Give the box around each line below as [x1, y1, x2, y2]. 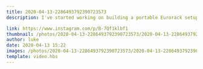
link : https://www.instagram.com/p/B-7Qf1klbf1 [6, 25, 129, 31]
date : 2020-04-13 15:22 [6, 42, 66, 48]
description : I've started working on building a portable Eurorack [6, 15, 182, 21]
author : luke [6, 37, 39, 43]
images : [6, 48, 26, 54]
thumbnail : [6, 31, 34, 37]
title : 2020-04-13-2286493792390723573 [6, 8, 107, 15]
